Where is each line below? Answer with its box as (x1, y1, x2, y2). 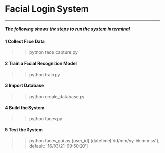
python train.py (29, 71, 60, 77)
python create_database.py (29, 93, 85, 99)
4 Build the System (5, 104, 45, 111)
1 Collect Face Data (5, 38, 45, 44)
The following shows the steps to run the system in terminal (5, 26, 130, 32)
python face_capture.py (29, 49, 78, 55)
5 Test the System (5, 127, 43, 133)
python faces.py (29, 116, 63, 122)
